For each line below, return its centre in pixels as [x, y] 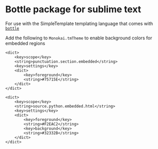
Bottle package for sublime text [73, 9]
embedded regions [25, 43]
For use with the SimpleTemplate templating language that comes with [79, 23]
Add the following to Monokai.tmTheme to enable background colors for [79, 38]
